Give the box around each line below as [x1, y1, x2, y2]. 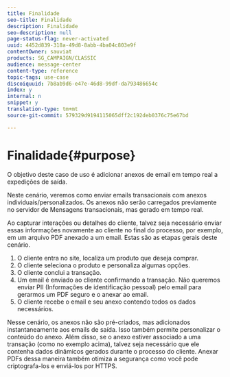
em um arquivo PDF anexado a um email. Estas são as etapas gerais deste [7, 233, 218, 241]
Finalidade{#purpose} [7, 147, 136, 163]
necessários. [16, 304, 54, 313]
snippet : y [7, 99, 38, 106]
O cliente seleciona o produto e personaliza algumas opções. [16, 261, 190, 269]
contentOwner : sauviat [7, 49, 72, 56]
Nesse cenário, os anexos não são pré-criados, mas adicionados [7, 318, 191, 326]
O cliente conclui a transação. [16, 268, 102, 276]
